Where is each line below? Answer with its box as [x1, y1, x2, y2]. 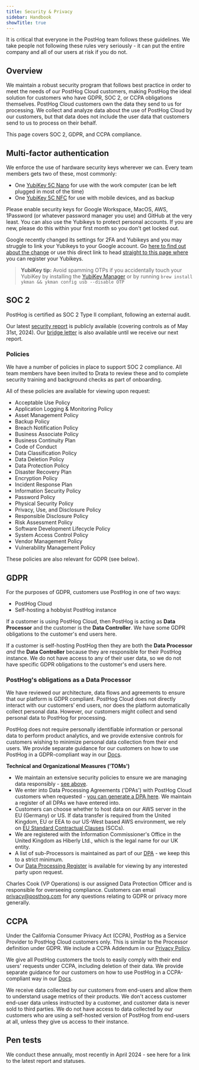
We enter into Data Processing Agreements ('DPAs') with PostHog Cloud [14, 787, 192, 794]
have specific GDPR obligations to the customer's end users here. [6, 661, 167, 668]
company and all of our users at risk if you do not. [6, 49, 128, 56]
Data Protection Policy [14, 462, 69, 469]
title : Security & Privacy [6, 8, 73, 15]
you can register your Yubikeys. [6, 255, 84, 262]
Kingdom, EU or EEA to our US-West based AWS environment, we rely [14, 818, 187, 825]
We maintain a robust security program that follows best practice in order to [6, 81, 191, 89]
